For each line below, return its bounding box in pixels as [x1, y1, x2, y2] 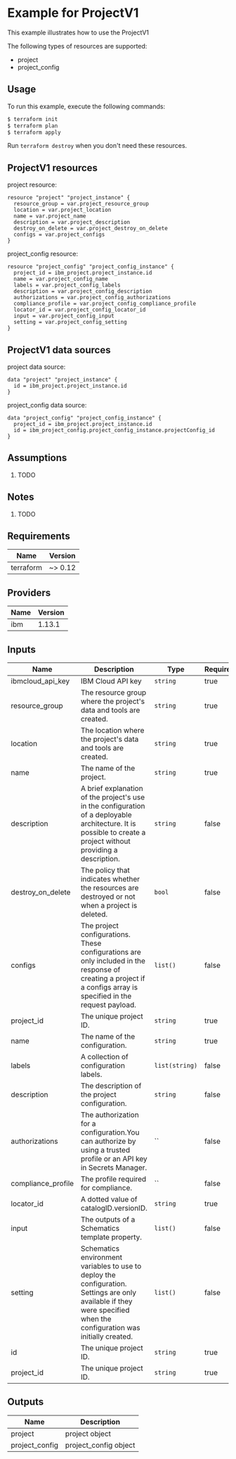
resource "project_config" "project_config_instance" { [7, 263, 174, 270]
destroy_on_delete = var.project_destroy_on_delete [13, 225, 169, 232]
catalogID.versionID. [80, 1204, 147, 1213]
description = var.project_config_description [13, 288, 152, 295]
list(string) [154, 1061, 198, 1070]
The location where [80, 726, 145, 735]
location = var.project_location [13, 206, 112, 214]
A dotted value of [80, 1194, 138, 1204]
